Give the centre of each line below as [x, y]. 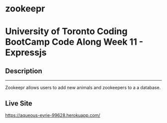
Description [24, 71]
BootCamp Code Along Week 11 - [74, 42]
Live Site [19, 103]
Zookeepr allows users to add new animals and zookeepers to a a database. [83, 88]
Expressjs [26, 53]
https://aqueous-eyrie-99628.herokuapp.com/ [53, 115]
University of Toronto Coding [66, 32]
